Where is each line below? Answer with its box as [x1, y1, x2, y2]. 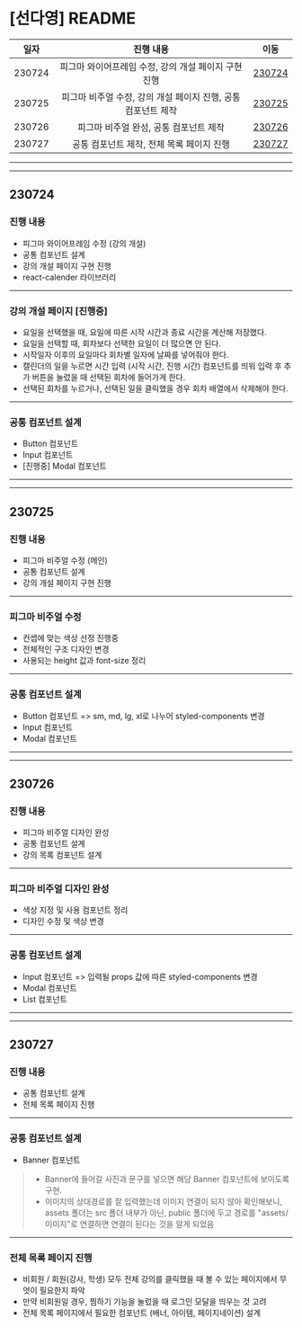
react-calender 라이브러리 [22, 272, 117, 282]
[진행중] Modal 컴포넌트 [22, 460, 107, 472]
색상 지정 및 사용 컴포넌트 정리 [22, 904, 129, 915]
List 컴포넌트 [22, 993, 67, 1004]
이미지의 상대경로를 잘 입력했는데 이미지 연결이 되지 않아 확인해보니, [44, 1196, 283, 1207]
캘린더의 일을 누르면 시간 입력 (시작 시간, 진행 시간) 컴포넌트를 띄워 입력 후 [22, 361, 282, 371]
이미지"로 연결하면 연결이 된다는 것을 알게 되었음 [44, 1218, 215, 1229]
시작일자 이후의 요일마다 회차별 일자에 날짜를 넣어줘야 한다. [22, 349, 229, 360]
